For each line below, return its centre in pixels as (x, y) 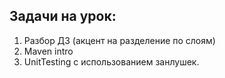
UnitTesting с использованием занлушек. (111, 61)
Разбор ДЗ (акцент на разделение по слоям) (119, 40)
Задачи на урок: (63, 16)
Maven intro (48, 51)
